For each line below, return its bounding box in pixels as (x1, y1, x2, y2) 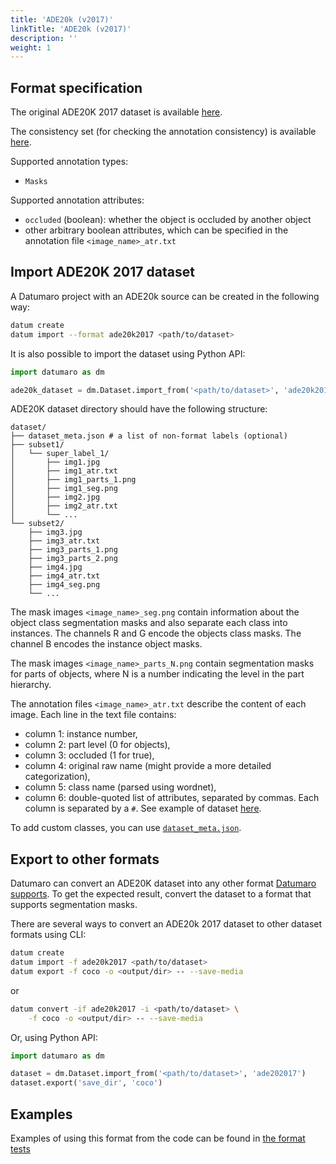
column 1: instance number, (24, 728, 138, 740)
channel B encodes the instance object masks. (10, 638, 203, 650)
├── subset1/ (10, 440, 65, 450)
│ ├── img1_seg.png (10, 484, 118, 494)
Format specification (10, 79, 143, 96)
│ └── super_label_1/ (10, 449, 110, 459)
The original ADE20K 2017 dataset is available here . (10, 106, 223, 118)
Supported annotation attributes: (10, 194, 145, 206)
